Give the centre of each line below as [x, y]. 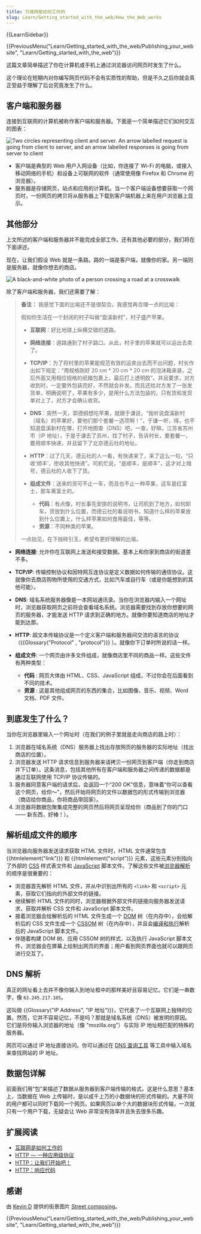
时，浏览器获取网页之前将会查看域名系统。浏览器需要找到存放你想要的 [101, 607]
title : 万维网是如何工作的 [36, 12]
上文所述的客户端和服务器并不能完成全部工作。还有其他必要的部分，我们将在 [100, 240]
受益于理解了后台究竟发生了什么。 [53, 85]
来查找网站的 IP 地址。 [34, 1052]
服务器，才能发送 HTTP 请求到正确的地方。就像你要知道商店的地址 [107, 615]
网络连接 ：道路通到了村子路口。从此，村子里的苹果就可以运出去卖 [111, 343]
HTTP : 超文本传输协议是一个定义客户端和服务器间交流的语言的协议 [97, 635]
